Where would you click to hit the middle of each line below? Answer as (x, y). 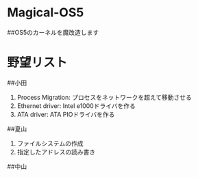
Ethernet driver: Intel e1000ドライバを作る (76, 106)
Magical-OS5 (46, 13)
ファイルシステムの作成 (50, 143)
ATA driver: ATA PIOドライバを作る (66, 114)
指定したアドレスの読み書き (56, 152)
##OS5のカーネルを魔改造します (53, 32)
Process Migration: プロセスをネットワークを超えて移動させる (104, 97)
